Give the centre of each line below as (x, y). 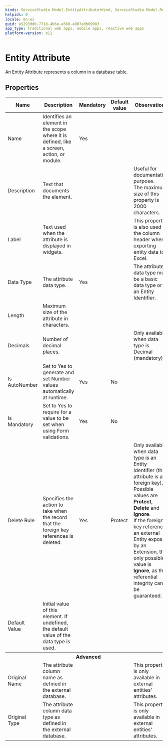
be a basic (145, 279)
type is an (145, 458)
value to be (55, 418)
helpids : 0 (16, 15)
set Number (56, 378)
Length (16, 315)
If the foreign (148, 520)
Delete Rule (21, 520)
